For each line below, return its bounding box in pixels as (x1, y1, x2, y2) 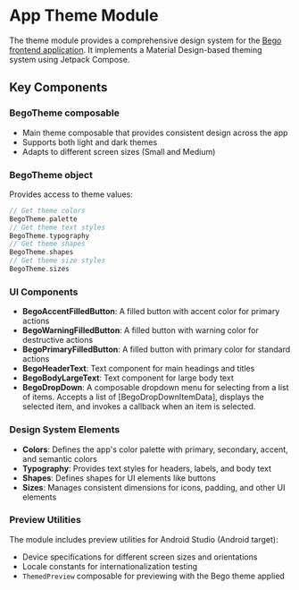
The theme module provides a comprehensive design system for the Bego (9, 35, 282, 46)
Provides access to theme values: (9, 189, 134, 200)
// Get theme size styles (9, 256, 105, 265)
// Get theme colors (9, 206, 87, 215)
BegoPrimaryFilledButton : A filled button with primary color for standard (21, 344, 291, 355)
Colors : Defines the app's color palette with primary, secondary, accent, (21, 444, 288, 455)
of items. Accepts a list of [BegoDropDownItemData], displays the (21, 391, 265, 403)
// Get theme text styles (9, 223, 105, 232)
